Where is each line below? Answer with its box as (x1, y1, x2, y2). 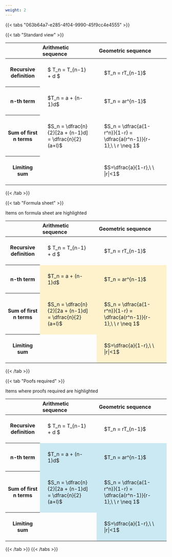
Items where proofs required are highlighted (5, 388, 98, 394)
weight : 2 (5, 7, 27, 13)
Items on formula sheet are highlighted (5, 209, 87, 216)
